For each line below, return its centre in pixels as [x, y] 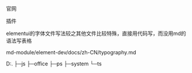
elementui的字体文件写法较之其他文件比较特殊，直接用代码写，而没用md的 [96, 33]
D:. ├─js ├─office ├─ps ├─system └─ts [54, 64]
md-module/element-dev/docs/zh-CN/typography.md [71, 52]
